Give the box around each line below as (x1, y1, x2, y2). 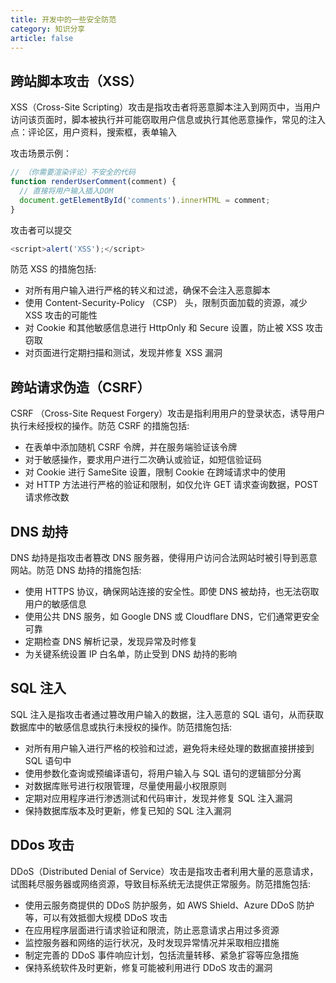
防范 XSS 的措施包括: (10, 263, 97, 275)
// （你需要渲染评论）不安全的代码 (10, 167, 136, 178)
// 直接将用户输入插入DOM (19, 186, 114, 196)
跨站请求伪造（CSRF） (10, 379, 151, 396)
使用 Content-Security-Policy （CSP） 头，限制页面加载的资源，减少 (24, 297, 308, 309)
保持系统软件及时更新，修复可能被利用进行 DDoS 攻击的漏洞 (24, 961, 273, 973)
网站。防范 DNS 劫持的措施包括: (10, 564, 142, 576)
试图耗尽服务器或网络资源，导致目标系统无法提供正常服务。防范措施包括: (10, 877, 312, 890)
